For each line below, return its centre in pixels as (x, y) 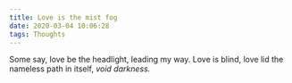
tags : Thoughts (38, 34)
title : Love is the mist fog (63, 17)
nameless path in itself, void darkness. (80, 69)
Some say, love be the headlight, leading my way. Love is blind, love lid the (146, 60)
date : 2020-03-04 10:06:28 (59, 26)
